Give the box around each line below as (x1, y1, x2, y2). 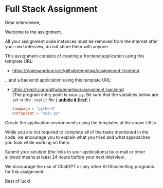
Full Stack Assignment (5, 3, 98, 15)
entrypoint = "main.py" (12, 111, 61, 115)
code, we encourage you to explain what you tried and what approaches (5, 134, 150, 140)
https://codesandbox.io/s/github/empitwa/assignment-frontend (12, 67, 140, 74)
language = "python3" (12, 106, 56, 111)
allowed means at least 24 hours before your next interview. (5, 154, 125, 160)
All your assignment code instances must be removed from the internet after (5, 38, 158, 44)
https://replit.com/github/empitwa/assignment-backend (12, 86, 124, 92)
